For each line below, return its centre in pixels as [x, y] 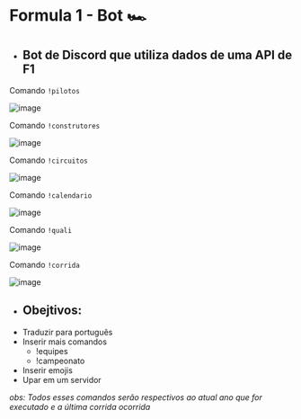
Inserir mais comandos [65, 342]
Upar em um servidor [62, 379]
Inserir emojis [48, 370]
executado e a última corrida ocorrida [80, 406]
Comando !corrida [45, 265]
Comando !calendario [51, 195]
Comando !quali [40, 230]
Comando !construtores [55, 125]
